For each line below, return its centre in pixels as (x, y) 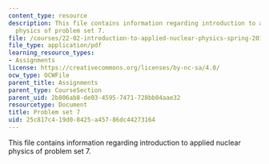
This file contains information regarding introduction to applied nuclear (125, 142)
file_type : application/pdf (55, 46)
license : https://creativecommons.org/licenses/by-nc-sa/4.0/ (114, 68)
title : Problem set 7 (44, 113)
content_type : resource (48, 16)
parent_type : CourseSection (55, 90)
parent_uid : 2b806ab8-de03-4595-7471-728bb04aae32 (94, 98)
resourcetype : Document (48, 105)
